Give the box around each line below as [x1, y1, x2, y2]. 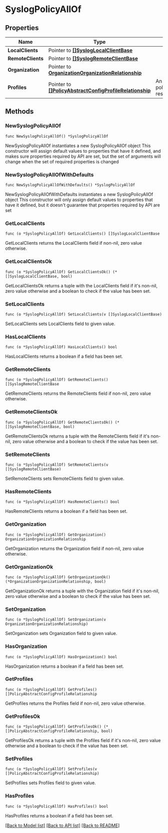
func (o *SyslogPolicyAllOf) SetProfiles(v [5, 767, 97, 772]
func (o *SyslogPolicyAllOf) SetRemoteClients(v [5, 462, 108, 468]
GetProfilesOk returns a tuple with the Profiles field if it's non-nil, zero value [5, 738, 161, 744]
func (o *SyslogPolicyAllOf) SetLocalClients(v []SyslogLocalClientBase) [5, 311, 162, 317]
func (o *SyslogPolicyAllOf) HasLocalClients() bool [5, 345, 117, 350]
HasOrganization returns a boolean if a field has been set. [5, 663, 124, 669]
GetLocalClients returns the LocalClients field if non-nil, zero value [5, 240, 142, 246]
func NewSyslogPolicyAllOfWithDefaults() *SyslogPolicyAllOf [5, 182, 135, 187]
